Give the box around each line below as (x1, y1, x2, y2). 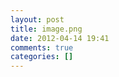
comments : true (10, 42, 74, 53)
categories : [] (10, 52, 74, 62)
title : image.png (10, 24, 83, 34)
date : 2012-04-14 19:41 (10, 33, 110, 43)
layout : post (10, 14, 65, 25)
